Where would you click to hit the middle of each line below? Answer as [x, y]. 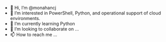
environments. [25, 18]
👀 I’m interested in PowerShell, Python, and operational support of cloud [86, 13]
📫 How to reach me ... [34, 34]
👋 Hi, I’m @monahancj [33, 8]
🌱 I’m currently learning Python [42, 23]
